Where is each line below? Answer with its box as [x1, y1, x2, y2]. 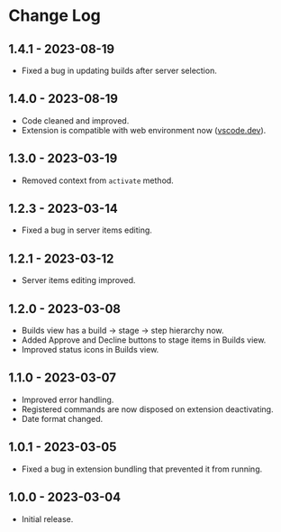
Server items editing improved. [21, 275, 136, 286]
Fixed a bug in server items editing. [21, 225, 152, 235]
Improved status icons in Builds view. [21, 344, 159, 355]
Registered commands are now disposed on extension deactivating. [21, 403, 274, 415]
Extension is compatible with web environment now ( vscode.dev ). [21, 124, 267, 135]
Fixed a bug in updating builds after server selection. [21, 65, 217, 76]
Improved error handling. [21, 394, 114, 405]
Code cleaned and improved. [21, 115, 130, 126]
